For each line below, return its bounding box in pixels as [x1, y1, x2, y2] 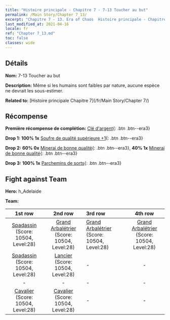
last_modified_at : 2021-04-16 [5, 21, 69, 27]
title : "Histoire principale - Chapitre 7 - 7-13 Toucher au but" [5, 7, 148, 13]
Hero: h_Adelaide [5, 188, 41, 195]
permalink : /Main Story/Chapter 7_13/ [5, 12, 87, 17]
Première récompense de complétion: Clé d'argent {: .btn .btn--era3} [5, 125, 150, 131]
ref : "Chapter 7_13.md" [5, 31, 56, 36]
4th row [135, 210, 154, 217]
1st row [15, 210, 34, 217]
